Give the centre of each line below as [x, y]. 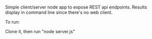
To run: [12, 22]
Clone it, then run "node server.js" [40, 31]
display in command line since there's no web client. [59, 12]
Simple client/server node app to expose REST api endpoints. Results [76, 7]
